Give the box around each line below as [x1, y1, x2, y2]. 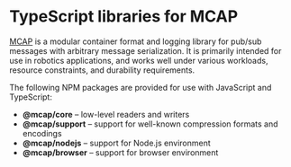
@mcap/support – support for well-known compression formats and [22, 119, 278, 129]
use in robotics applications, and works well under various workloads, [9, 55, 268, 66]
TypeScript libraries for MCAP [9, 6, 239, 27]
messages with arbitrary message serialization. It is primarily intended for [9, 45, 282, 56]
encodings [22, 127, 62, 138]
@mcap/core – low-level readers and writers [22, 109, 190, 119]
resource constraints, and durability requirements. [9, 65, 196, 75]
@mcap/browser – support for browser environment [22, 146, 219, 158]
